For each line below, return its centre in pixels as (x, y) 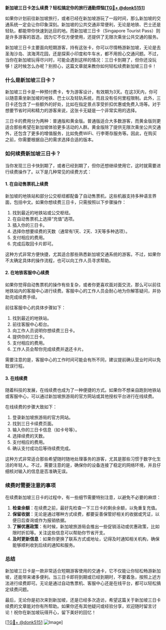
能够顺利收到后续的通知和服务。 (45, 545)
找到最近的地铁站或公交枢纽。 (42, 212)
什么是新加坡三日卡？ (30, 80)
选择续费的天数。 (30, 436)
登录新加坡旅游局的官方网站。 (42, 417)
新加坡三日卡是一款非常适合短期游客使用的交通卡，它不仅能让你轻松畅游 (79, 570)
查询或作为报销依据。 (47, 520)
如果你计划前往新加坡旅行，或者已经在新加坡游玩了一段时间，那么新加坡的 (81, 18)
